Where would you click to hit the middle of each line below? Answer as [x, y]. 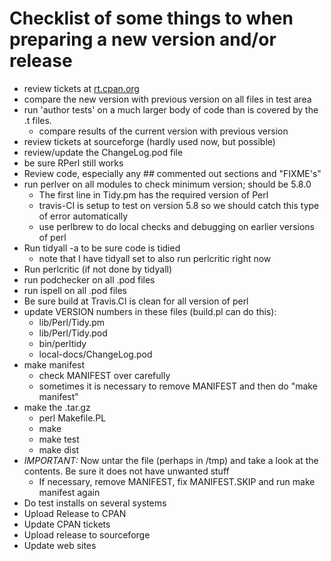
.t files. [37, 120]
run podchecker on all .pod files [89, 279]
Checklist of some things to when [151, 18]
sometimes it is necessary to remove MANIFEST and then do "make [178, 386]
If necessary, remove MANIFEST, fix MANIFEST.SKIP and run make [177, 481]
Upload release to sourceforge [87, 534]
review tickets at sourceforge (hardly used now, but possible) [149, 141]
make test [59, 439]
